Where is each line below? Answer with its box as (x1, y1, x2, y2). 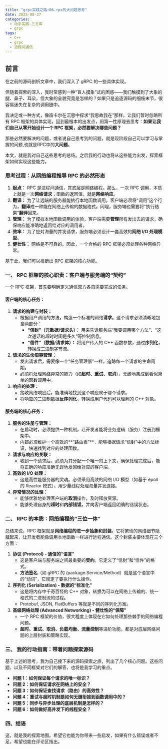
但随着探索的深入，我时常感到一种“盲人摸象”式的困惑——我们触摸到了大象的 (5, 89, 162, 95)
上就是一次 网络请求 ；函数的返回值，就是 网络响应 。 (12, 191, 118, 197)
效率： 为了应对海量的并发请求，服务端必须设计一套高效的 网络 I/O (12, 228, 148, 234)
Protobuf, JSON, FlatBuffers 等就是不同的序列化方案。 (19, 601, 131, 607)
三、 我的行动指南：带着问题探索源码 (5, 646, 93, 653)
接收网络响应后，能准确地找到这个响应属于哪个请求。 (19, 390, 130, 396)
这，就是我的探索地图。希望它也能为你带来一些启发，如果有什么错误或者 (5, 732, 154, 738)
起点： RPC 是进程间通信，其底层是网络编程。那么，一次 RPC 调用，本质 (12, 185, 162, 191)
